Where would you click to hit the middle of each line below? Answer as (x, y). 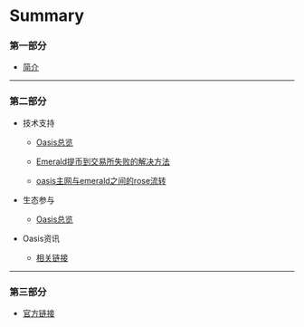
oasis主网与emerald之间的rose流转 (101, 180)
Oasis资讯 (41, 238)
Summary (47, 16)
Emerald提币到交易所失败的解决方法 (103, 161)
